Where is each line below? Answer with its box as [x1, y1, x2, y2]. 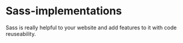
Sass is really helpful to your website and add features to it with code [5, 24, 177, 31]
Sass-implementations [5, 4, 122, 18]
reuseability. [5, 30, 36, 37]
